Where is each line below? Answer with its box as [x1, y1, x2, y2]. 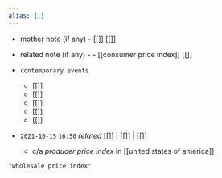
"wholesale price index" [8, 162, 92, 170]
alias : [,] [8, 11, 45, 20]
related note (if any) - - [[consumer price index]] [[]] [19, 49, 193, 59]
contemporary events [19, 66, 89, 75]
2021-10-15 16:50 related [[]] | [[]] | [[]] [19, 130, 147, 140]
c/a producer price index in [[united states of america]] [31, 146, 215, 155]
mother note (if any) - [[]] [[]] [19, 34, 117, 43]
